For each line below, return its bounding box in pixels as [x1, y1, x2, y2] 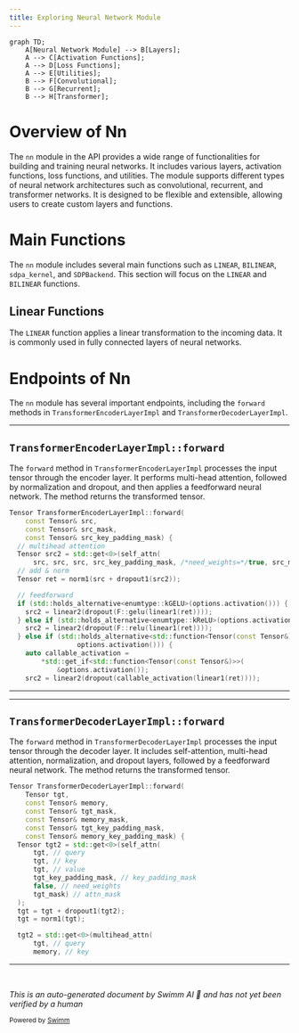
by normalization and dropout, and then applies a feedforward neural [9, 482, 263, 493]
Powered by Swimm [9, 1015, 70, 1025]
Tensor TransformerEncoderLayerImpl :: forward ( [9, 509, 185, 518]
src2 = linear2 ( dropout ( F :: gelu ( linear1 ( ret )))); [25, 607, 214, 616]
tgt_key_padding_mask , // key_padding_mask [32, 873, 198, 882]
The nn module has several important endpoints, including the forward [9, 398, 265, 408]
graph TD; [9, 37, 46, 46]
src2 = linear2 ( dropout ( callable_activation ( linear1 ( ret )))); [25, 674, 261, 683]
